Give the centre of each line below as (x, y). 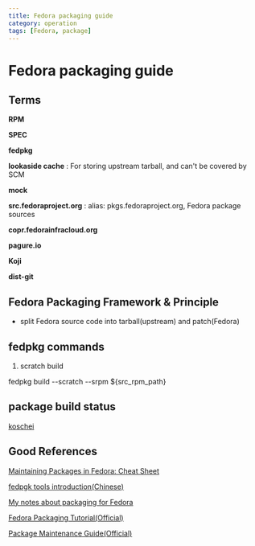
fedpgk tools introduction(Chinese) (66, 486)
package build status (62, 407)
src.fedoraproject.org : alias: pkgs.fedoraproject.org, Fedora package (125, 206)
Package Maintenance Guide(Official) (70, 533)
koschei (21, 426)
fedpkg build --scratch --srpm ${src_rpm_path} (87, 382)
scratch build (42, 366)
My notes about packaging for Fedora (71, 502)
